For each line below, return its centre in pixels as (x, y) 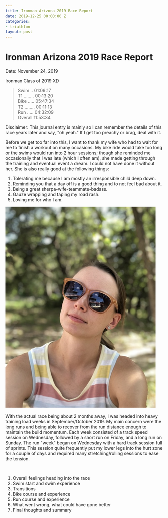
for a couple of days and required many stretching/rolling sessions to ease (82, 453)
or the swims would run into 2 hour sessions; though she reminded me (78, 153)
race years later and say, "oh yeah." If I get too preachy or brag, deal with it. (83, 133)
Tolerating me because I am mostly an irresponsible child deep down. (84, 179)
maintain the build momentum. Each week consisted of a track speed (76, 432)
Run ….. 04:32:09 (36, 112)
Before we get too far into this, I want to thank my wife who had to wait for (82, 142)
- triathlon (18, 27)
